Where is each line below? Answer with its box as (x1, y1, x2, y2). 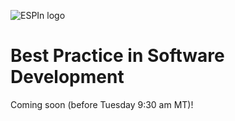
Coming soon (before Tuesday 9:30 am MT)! (10, 98, 194, 110)
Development (10, 66, 125, 89)
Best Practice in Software (10, 45, 225, 67)
